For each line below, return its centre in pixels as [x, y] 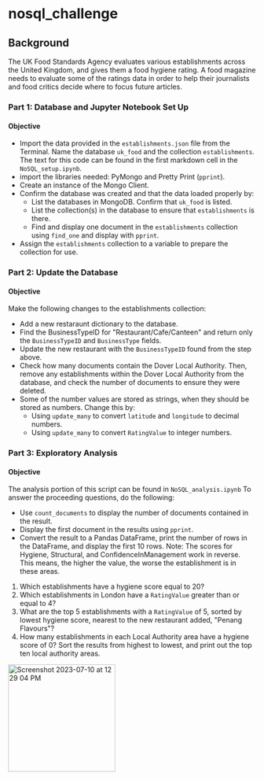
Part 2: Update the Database [63, 272]
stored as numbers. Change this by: [77, 408]
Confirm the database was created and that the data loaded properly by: [137, 194]
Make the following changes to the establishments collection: [107, 309]
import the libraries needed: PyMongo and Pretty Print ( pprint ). [122, 177]
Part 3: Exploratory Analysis [63, 453]
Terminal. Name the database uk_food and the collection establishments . [137, 152]
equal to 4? [38, 604]
